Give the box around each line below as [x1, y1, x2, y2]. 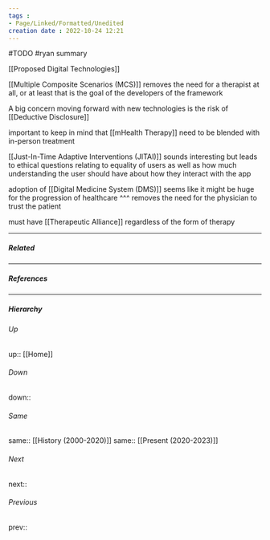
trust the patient [8, 201, 62, 211]
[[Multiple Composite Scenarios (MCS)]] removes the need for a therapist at [8, 79, 260, 89]
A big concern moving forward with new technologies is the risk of [8, 104, 229, 113]
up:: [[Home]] [8, 349, 54, 359]
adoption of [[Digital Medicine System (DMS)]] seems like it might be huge [8, 185, 255, 194]
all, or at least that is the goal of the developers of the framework [8, 88, 223, 98]
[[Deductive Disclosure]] [8, 112, 90, 122]
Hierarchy [8, 304, 43, 314]
